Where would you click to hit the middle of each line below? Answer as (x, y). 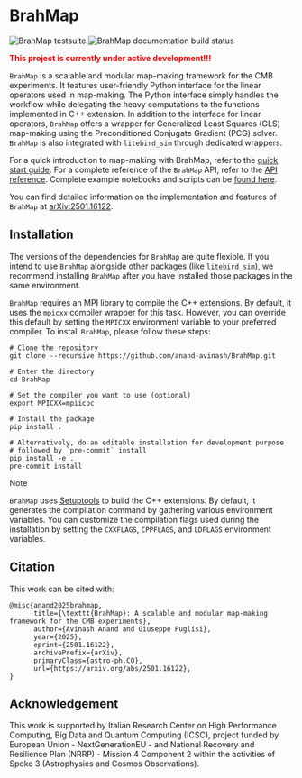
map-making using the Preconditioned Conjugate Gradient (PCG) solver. (143, 133)
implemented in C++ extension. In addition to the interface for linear (135, 114)
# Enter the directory (52, 371)
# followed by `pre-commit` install (78, 450)
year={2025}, (58, 636)
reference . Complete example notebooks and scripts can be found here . (143, 179)
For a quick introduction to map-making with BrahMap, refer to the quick (144, 160)
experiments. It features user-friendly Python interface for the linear (135, 85)
